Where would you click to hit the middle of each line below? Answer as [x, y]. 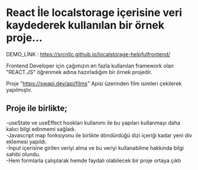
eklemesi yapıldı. [27, 142]
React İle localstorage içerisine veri [94, 13]
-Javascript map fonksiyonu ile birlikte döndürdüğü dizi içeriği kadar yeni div [99, 135]
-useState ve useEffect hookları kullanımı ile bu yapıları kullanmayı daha [93, 123]
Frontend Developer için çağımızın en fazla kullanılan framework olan [90, 66]
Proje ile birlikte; [37, 109]
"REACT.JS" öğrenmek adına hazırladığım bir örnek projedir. [79, 72]
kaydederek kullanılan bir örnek [85, 25]
